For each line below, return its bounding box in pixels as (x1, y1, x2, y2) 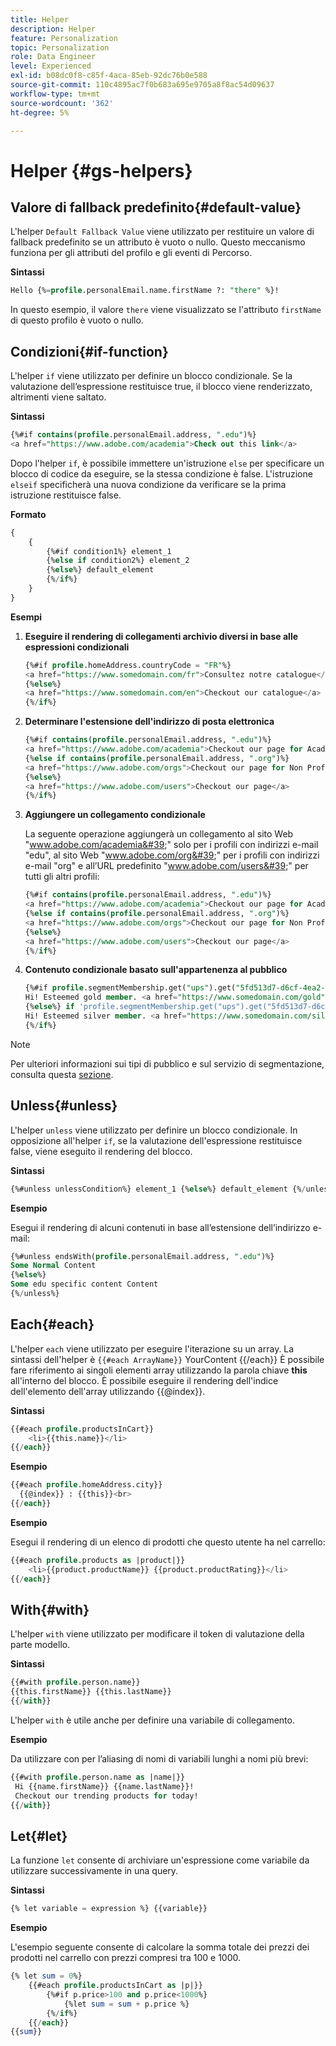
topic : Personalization (10, 42, 110, 53)
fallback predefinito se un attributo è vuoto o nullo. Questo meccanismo (10, 236, 306, 248)
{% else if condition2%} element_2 (46, 556, 190, 566)
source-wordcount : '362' (10, 98, 114, 108)
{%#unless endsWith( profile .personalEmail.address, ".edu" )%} (10, 1251, 275, 1261)
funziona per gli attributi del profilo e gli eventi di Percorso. (10, 247, 253, 259)
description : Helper (10, 24, 97, 34)
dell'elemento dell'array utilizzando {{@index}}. (10, 1385, 206, 1397)
